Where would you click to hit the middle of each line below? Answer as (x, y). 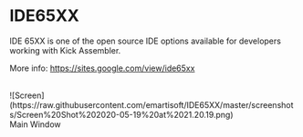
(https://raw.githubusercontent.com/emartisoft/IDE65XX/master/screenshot (151, 104)
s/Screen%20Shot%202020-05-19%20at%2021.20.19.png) (122, 114)
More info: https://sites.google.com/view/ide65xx (102, 68)
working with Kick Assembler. (65, 50)
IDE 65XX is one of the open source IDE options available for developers (145, 41)
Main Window (35, 124)
